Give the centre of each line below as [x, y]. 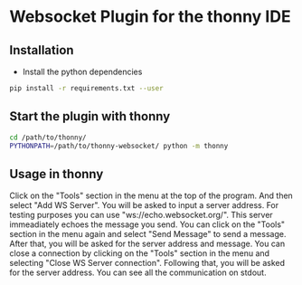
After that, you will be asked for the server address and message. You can [147, 244]
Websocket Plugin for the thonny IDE [150, 17]
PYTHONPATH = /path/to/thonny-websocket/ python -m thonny [119, 146]
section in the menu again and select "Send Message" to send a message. [148, 234]
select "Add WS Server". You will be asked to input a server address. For [144, 205]
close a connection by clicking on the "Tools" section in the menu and [139, 253]
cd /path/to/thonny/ [48, 138]
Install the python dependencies [82, 71]
